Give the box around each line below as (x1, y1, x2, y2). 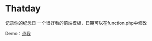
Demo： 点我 (5, 30, 31, 36)
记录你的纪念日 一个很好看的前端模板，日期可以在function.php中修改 (5, 20, 147, 26)
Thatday (5, 3, 41, 14)
